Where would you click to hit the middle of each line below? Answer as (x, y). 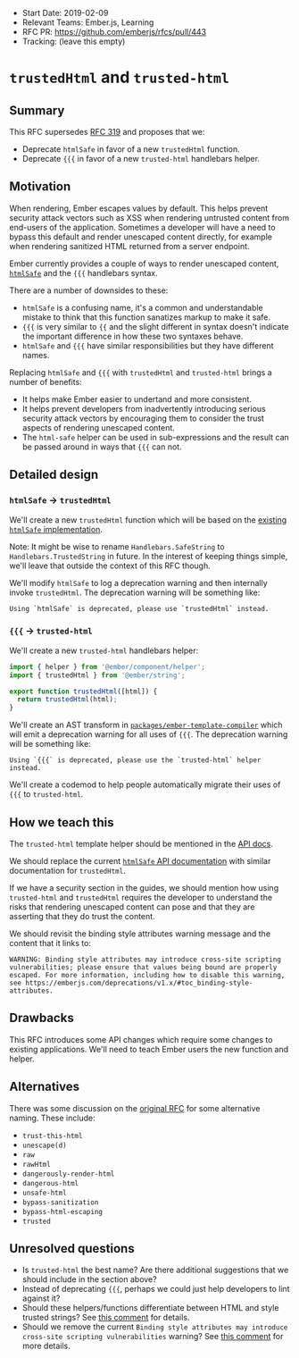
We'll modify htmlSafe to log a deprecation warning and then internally (138, 583)
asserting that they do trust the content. (82, 916)
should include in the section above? (90, 1279)
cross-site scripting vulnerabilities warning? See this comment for (153, 1337)
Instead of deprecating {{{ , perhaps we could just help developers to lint (156, 1289)
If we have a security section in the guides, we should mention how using (144, 887)
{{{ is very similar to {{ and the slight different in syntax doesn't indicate (155, 326)
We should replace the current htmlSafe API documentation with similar (140, 860)
